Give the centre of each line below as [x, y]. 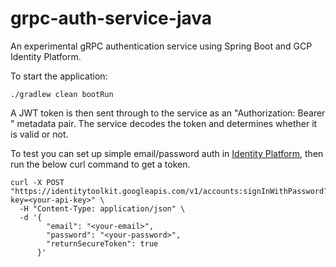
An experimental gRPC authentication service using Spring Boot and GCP [161, 46]
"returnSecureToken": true [102, 243]
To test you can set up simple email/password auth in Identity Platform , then [167, 153]
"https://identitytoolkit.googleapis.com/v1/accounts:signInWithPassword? [169, 191]
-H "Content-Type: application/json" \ [102, 208]
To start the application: [59, 76]
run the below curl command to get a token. [100, 164]
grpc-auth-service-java [111, 18]
